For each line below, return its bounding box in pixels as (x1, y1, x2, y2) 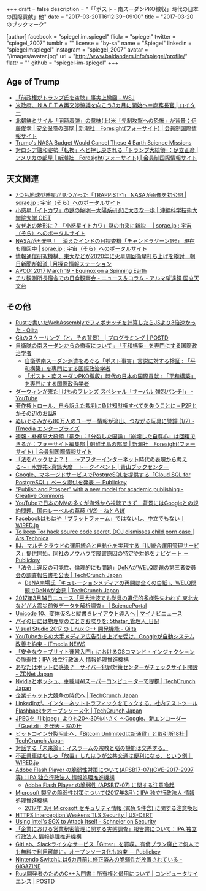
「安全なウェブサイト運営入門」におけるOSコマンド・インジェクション (15, 648, 195, 656)
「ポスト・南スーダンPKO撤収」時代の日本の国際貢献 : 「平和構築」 (24, 373, 196, 380)
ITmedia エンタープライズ (15, 425, 80, 432)
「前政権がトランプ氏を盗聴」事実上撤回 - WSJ (15, 94, 135, 101)
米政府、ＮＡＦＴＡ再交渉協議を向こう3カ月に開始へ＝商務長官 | (15, 101, 178, 109)
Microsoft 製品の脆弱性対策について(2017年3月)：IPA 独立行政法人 (15, 789, 183, 797)
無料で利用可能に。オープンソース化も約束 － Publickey (20, 848, 161, 855)
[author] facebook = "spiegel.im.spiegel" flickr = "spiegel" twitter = (6, 33, 176, 40)
